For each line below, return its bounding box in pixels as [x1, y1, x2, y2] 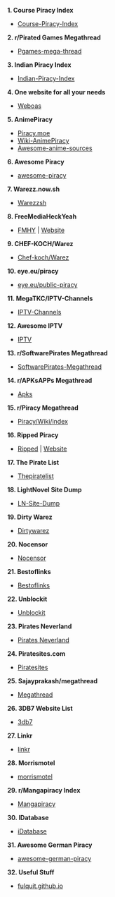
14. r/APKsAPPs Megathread [7, 377, 93, 384]
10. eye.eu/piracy [7, 267, 59, 275]
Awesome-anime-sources [17, 144, 93, 152]
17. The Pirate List [7, 458, 60, 466]
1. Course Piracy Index [7, 6, 74, 14]
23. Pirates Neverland [7, 622, 72, 630]
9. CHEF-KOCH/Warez [7, 240, 74, 248]
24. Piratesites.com [7, 649, 66, 658]
